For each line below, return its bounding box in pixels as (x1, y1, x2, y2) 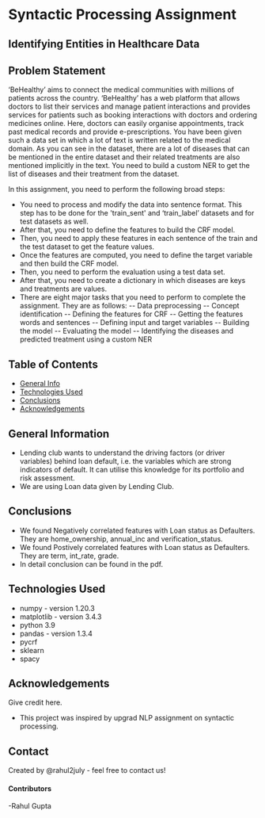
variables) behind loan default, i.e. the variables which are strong (19, 457, 232, 466)
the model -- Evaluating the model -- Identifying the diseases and (19, 327, 234, 336)
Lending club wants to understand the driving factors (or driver (19, 448, 225, 457)
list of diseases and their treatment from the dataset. (8, 169, 180, 179)
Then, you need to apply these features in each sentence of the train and (19, 234, 258, 243)
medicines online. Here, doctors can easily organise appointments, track (8, 119, 244, 128)
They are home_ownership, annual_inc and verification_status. (19, 533, 223, 544)
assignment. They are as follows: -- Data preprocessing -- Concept (19, 301, 240, 311)
